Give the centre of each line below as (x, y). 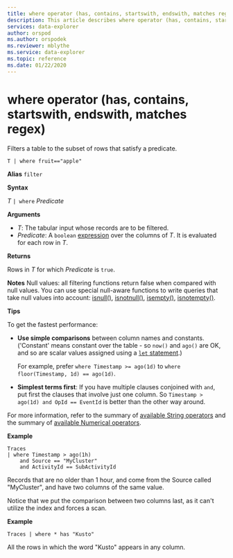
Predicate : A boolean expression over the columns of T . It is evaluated (117, 235)
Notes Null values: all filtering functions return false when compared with (112, 282)
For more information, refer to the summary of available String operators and (116, 415)
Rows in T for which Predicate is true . (61, 269)
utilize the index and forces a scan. (57, 508)
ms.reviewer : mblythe (38, 46)
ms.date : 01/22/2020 (37, 65)
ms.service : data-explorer (46, 53)
